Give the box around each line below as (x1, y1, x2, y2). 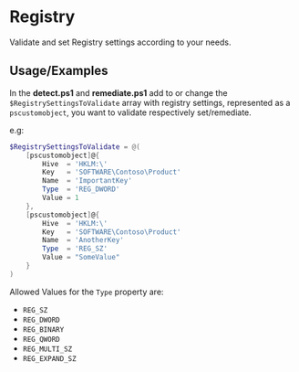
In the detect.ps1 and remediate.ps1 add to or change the (9, 87, 228, 98)
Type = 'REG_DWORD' (42, 185, 120, 194)
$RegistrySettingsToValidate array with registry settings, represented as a (9, 97, 291, 108)
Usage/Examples (9, 63, 108, 79)
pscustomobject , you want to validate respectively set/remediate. (9, 107, 253, 118)
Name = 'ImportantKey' (42, 176, 132, 186)
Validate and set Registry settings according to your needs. (9, 37, 232, 48)
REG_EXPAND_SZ (22, 354, 77, 363)
